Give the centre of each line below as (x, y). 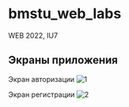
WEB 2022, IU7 (33, 35)
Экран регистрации (42, 94)
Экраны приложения (63, 60)
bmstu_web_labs (65, 14)
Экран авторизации (42, 79)
